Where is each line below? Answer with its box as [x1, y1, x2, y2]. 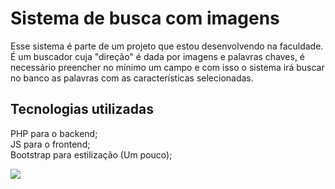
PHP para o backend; [10, 127, 98, 139]
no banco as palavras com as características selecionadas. [10, 72, 254, 84]
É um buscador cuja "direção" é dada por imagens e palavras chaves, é [10, 50, 306, 62]
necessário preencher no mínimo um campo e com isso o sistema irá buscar [10, 61, 325, 73]
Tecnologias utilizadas [10, 101, 154, 118]
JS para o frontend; [10, 138, 91, 150]
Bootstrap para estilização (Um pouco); [10, 148, 173, 161]
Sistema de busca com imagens [10, 7, 280, 30]
